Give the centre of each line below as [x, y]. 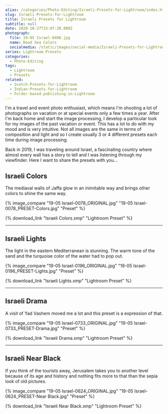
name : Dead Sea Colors [33, 43]
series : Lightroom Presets [33, 52]
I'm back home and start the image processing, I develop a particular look [81, 119]
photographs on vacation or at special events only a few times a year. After [82, 113]
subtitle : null [21, 24]
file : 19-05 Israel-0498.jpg [40, 38]
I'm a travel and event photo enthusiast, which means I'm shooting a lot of [81, 108]
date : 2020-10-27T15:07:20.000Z [39, 29]
